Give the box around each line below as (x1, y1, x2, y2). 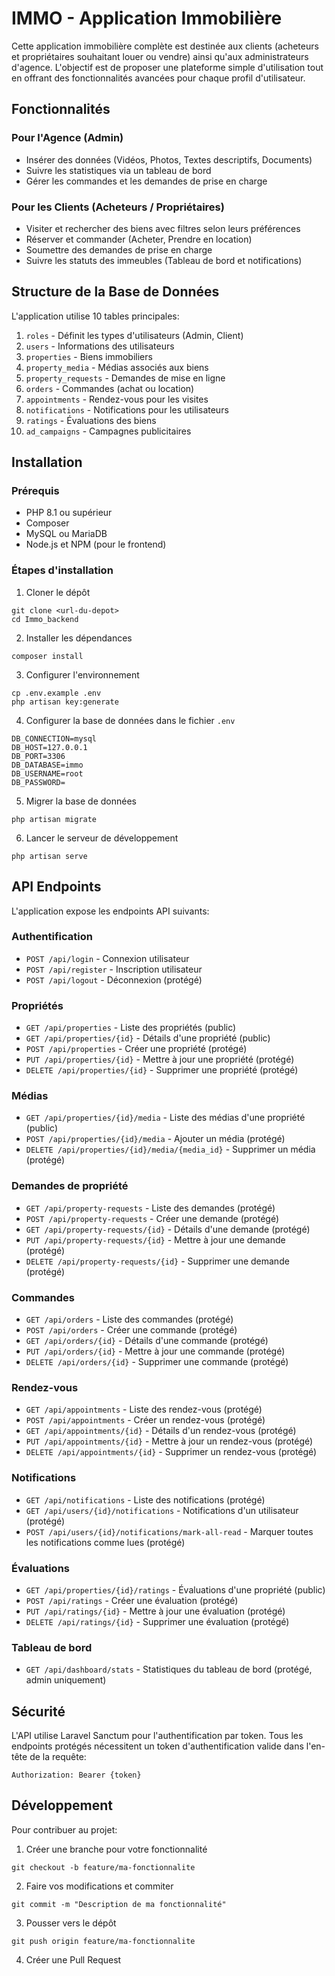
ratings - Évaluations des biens (25, 414, 157, 426)
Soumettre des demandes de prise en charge (25, 243, 213, 256)
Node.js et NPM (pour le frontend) (25, 538, 167, 551)
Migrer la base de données (25, 795, 137, 807)
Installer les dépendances (25, 632, 133, 644)
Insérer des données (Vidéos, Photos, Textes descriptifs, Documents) (25, 153, 313, 166)
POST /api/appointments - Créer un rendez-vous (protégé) (25, 1414, 266, 1426)
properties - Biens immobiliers (25, 350, 153, 362)
